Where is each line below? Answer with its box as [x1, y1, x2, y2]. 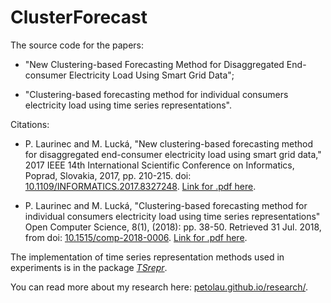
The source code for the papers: [10, 39, 145, 51]
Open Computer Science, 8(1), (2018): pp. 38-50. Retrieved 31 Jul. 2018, [24, 221, 322, 233]
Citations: [10, 118, 50, 130]
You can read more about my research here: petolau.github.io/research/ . [10, 281, 309, 293]
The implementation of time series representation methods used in [10, 251, 285, 263]
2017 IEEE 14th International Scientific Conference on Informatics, [24, 159, 295, 171]
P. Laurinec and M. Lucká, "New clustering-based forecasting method [24, 137, 313, 150]
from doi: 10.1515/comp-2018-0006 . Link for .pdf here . [24, 231, 248, 243]
